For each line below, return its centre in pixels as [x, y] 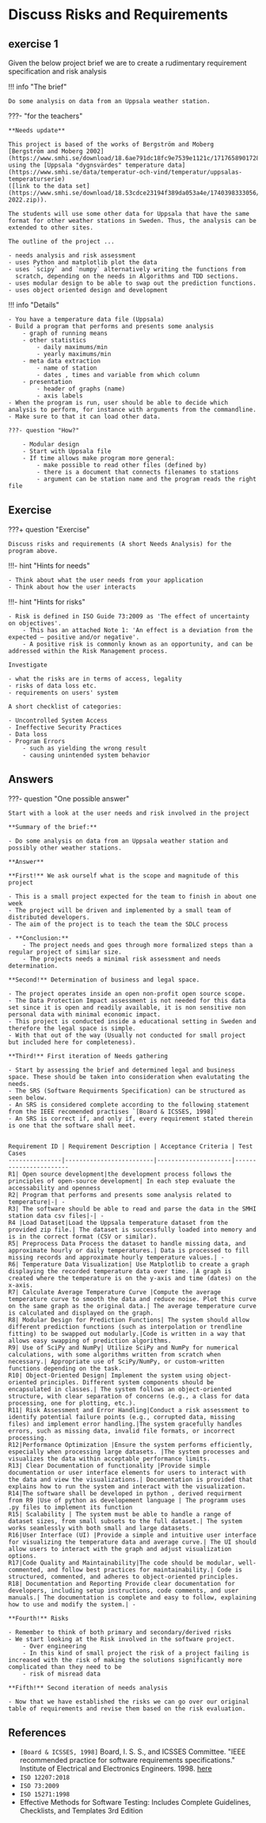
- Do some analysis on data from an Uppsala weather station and [118, 841]
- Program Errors [37, 741]
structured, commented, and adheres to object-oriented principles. [123, 1576]
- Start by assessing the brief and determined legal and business [122, 1070]
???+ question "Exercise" [49, 529]
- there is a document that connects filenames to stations [138, 472]
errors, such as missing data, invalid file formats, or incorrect [122, 1431]
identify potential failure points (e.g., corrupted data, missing [122, 1417]
